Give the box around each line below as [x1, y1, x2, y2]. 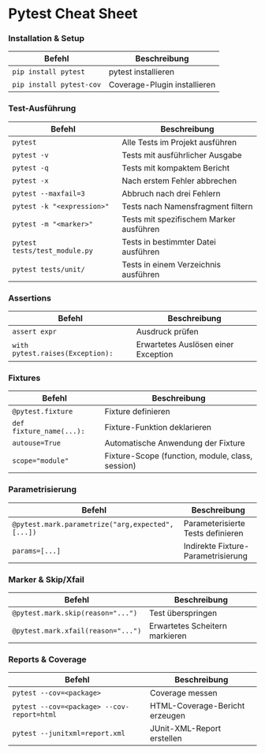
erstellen [149, 733, 183, 744]
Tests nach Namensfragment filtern [121, 200, 253, 211]
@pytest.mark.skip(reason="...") [12, 608, 138, 618]
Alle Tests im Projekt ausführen [121, 136, 237, 147]
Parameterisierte [184, 517, 246, 528]
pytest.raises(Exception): [12, 349, 114, 358]
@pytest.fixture [12, 407, 73, 416]
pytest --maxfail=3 [12, 188, 85, 198]
